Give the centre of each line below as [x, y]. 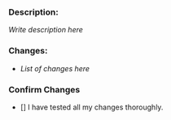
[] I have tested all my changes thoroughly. [92, 107]
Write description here [46, 30]
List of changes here [55, 68]
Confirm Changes [44, 89]
